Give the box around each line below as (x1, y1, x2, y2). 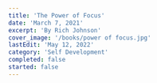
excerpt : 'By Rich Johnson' (8, 26, 102, 34)
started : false (8, 63, 59, 71)
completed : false (8, 56, 66, 64)
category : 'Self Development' (8, 48, 109, 56)
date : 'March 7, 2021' (8, 19, 84, 27)
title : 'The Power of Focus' (8, 11, 105, 20)
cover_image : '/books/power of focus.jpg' (8, 33, 151, 42)
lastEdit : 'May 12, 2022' (8, 41, 94, 49)
